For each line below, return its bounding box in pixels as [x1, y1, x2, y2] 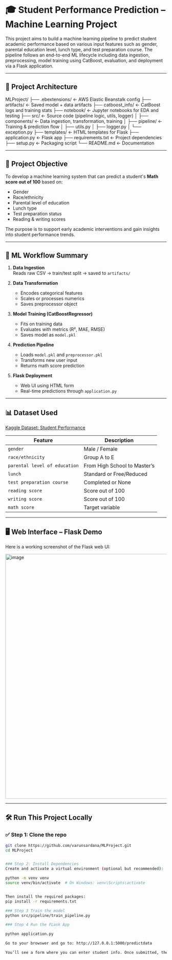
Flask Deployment [12, 373, 53, 379]
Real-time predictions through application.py [20, 388, 117, 394]
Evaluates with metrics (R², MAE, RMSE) [20, 326, 105, 333]
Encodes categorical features [20, 290, 83, 296]
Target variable [83, 504, 120, 511]
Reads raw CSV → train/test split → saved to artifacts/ [12, 270, 131, 276]
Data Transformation [12, 280, 58, 286]
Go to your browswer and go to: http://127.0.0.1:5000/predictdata [5, 941, 153, 946]
